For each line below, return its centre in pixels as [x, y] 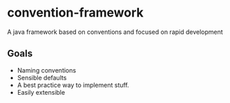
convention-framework [75, 13]
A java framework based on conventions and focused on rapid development [115, 32]
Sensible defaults [42, 77]
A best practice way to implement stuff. [73, 85]
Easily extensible [41, 92]
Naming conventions [47, 70]
